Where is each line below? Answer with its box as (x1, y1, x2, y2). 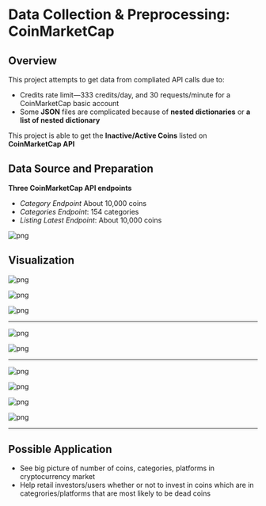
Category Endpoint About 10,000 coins (19, 198, 147, 207)
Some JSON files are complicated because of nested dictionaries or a (19, 107, 251, 116)
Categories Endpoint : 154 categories (19, 207, 139, 216)
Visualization (8, 253, 75, 267)
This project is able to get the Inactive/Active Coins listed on (8, 131, 207, 140)
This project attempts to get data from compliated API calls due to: (8, 75, 225, 84)
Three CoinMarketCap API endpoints (8, 183, 132, 192)
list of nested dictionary (19, 116, 101, 124)
